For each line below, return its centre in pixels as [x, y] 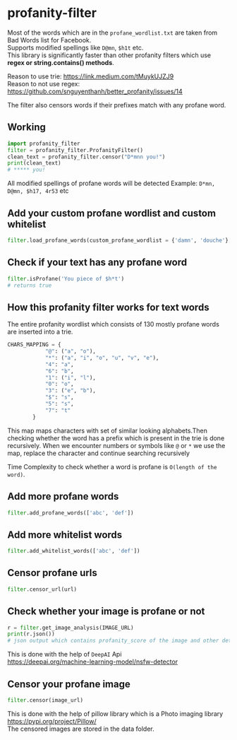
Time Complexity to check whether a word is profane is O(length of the [112, 466]
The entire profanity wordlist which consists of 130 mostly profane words [114, 324]
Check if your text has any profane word [97, 263]
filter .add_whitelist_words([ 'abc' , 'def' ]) [74, 551]
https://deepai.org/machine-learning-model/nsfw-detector [93, 662]
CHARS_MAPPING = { [34, 345]
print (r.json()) [31, 634]
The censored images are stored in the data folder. [81, 729]
